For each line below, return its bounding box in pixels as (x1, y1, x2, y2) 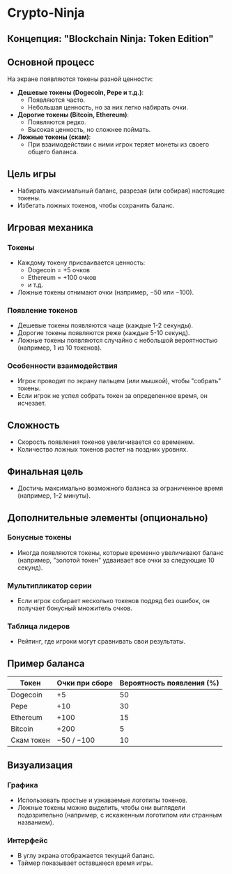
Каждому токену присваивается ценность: (17, 258, 146, 267)
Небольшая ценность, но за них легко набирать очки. (27, 103, 189, 112)
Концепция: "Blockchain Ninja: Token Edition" (7, 33, 214, 45)
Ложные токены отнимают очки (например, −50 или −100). (17, 288, 194, 296)
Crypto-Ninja (7, 5, 85, 21)
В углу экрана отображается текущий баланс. (17, 852, 155, 860)
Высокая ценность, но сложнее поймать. (27, 126, 151, 134)
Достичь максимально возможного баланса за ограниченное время (17, 484, 224, 493)
